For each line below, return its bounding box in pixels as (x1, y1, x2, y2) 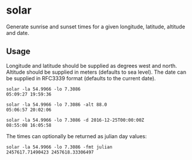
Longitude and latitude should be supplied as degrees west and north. (6, 62, 177, 69)
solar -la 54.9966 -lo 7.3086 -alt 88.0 (6, 102, 108, 107)
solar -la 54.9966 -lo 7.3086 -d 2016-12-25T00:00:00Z (6, 117, 145, 123)
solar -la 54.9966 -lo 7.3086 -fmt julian (6, 144, 113, 150)
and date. (6, 29, 30, 36)
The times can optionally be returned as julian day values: (6, 132, 147, 139)
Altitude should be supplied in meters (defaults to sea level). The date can (6, 68, 187, 76)
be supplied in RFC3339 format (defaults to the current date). (6, 74, 156, 81)
